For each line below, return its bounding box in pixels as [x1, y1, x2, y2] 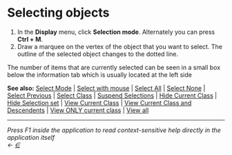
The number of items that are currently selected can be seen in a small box [7, 63, 221, 71]
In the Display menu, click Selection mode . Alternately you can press [17, 28, 215, 36]
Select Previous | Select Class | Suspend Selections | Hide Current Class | [7, 91, 217, 100]
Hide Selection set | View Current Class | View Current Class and [7, 98, 192, 107]
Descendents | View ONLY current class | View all [7, 106, 149, 114]
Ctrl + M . [17, 35, 43, 43]
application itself [7, 133, 55, 141]
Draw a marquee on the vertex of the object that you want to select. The [17, 42, 223, 51]
